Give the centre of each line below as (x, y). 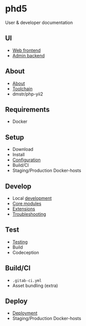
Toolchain (22, 88)
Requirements (27, 110)
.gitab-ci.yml (27, 281)
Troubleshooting (29, 214)
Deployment (25, 313)
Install (18, 155)
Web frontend (26, 50)
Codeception (26, 252)
